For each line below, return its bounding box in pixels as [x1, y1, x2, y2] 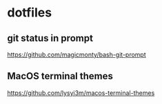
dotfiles [7, 5, 52, 21]
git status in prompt [7, 32, 93, 44]
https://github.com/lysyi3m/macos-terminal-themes [7, 88, 155, 97]
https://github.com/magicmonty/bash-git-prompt [7, 50, 146, 59]
